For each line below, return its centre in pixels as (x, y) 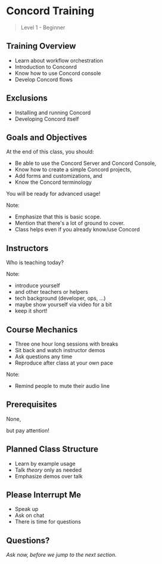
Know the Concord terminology (53, 182)
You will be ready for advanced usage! (53, 194)
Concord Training (50, 11)
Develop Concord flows (44, 79)
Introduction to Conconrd (46, 67)
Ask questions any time (43, 356)
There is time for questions (48, 522)
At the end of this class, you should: (50, 152)
